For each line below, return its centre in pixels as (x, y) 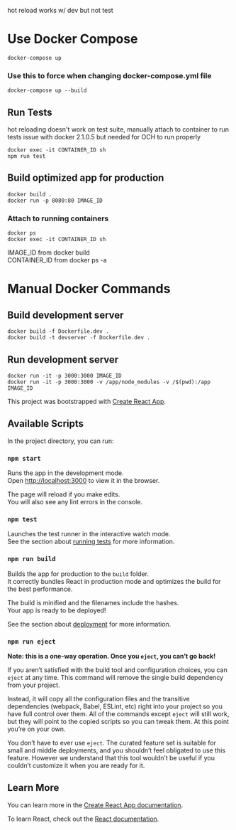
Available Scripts (45, 424)
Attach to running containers (58, 218)
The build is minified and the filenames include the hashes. (93, 602)
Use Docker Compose (73, 39)
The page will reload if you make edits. (64, 494)
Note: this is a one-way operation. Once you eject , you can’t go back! (112, 656)
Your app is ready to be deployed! (57, 610)
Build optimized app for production (86, 178)
